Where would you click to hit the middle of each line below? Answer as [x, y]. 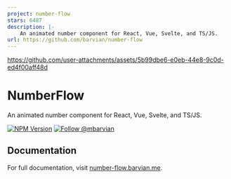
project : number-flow [39, 14]
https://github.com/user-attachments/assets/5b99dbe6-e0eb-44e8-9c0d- [116, 60]
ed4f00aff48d [27, 67]
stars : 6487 [25, 20]
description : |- [31, 27]
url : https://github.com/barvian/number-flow [75, 40]
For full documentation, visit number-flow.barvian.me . [85, 167]
